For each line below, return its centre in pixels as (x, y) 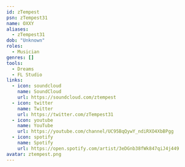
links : (15, 80)
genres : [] (20, 58)
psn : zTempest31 (27, 18)
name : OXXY (20, 23)
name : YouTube (35, 126)
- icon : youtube (32, 120)
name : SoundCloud (40, 92)
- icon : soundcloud (37, 86)
